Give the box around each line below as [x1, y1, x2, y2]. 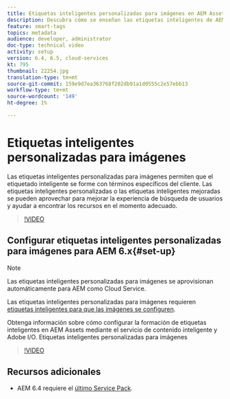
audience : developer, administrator [7, 36, 112, 43]
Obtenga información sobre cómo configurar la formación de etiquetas [7, 318, 207, 326]
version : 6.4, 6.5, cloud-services [7, 55, 109, 62]
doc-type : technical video [7, 42, 84, 49]
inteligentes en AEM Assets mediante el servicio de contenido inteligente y [7, 326, 218, 334]
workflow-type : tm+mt [7, 87, 69, 93]
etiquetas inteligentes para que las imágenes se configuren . [7, 305, 176, 313]
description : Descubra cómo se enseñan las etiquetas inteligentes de [7, 16, 213, 23]
